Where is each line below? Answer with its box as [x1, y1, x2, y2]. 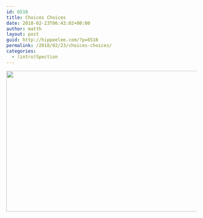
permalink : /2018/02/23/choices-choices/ [6, 43, 112, 49]
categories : [6, 48, 36, 54]
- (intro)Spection [11, 54, 59, 60]
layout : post [6, 31, 39, 37]
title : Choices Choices [6, 14, 66, 21]
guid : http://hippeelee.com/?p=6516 [6, 37, 98, 43]
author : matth [6, 25, 42, 32]
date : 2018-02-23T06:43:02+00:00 [6, 20, 91, 26]
